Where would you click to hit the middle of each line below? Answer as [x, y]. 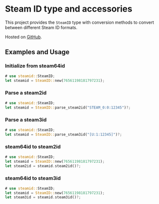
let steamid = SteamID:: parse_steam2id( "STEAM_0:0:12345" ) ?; [68, 108]
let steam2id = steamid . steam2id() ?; [43, 166]
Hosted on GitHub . [23, 37]
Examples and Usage [37, 52]
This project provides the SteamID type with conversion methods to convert [79, 22]
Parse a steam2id [26, 93]
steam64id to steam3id [33, 178]
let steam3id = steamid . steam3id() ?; [43, 197]
